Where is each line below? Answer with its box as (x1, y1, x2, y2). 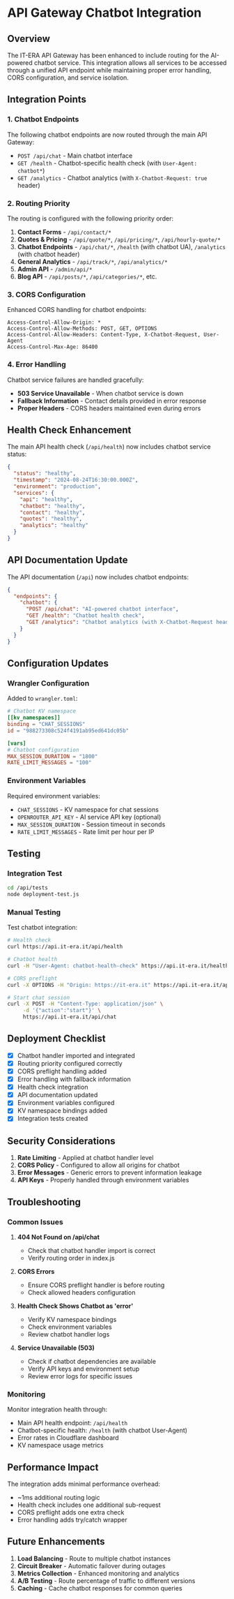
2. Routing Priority (7, 198, 70, 208)
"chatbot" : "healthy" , (19, 503, 86, 510)
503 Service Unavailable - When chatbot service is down (17, 389, 184, 397)
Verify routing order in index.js (27, 1254, 115, 1262)
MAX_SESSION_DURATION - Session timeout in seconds (17, 820, 166, 828)
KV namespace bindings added (17, 1106, 108, 1115)
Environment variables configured (17, 1099, 115, 1107)
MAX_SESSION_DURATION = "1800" (7, 752, 98, 760)
